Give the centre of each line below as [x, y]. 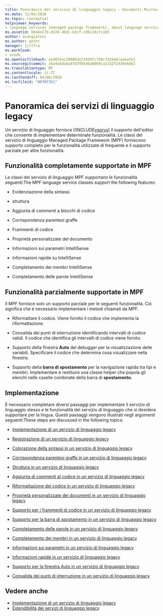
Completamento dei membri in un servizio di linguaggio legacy [74, 538]
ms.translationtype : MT [29, 69]
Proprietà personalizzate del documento [52, 239]
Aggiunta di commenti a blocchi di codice [54, 211]
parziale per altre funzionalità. [35, 150]
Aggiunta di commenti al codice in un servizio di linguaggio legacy [78, 476]
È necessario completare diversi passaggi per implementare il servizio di [78, 405]
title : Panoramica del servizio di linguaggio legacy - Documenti [73, 9]
